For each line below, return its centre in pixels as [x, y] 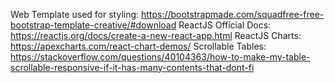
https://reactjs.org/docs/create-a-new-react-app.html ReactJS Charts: [156, 35]
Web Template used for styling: [75, 14]
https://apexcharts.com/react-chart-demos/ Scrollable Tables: [138, 46]
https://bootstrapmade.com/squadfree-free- [233, 14]
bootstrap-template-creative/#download [93, 25]
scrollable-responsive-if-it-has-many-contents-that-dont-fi [132, 67]
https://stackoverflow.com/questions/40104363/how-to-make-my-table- [160, 57]
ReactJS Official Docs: [225, 25]
